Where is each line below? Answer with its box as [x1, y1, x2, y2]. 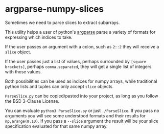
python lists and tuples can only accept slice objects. [5, 83, 114, 89]
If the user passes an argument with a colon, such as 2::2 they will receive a [5, 44, 159, 49]
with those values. [5, 68, 42, 74]
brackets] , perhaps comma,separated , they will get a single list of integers [5, 64, 152, 69]
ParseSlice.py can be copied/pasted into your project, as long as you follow [5, 93, 158, 99]
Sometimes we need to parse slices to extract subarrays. [5, 20, 120, 25]
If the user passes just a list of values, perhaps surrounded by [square [5, 58, 147, 64]
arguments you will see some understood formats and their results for [5, 112, 146, 118]
